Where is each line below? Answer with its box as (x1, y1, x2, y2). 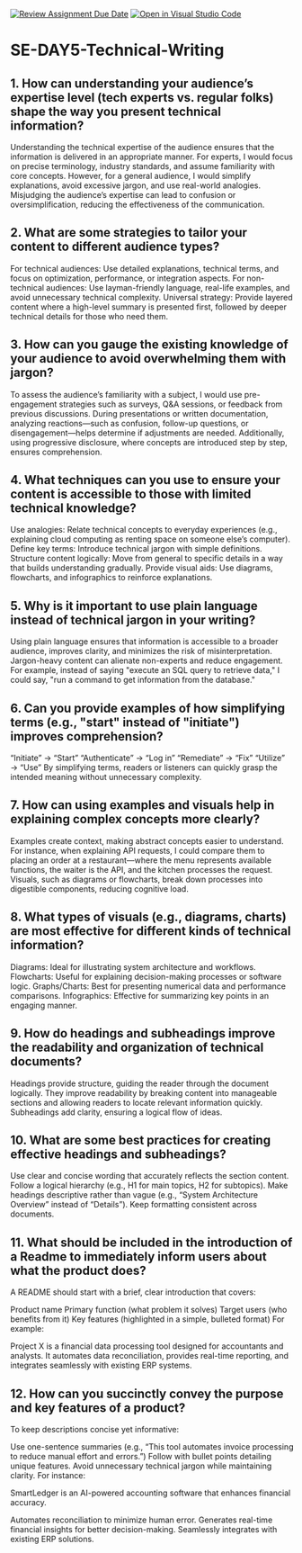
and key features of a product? (10, 1400, 186, 1415)
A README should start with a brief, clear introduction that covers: (10, 1287, 256, 1297)
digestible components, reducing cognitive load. (10, 883, 190, 894)
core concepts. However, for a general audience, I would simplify (10, 171, 251, 181)
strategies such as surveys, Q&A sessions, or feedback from (58, 399, 283, 409)
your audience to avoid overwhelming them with (10, 351, 287, 366)
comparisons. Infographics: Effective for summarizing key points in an (10, 990, 269, 1001)
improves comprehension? (10, 729, 164, 744)
